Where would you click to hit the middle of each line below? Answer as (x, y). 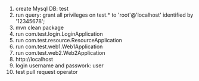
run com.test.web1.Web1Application (59, 46)
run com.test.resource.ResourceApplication (69, 40)
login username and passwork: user (59, 66)
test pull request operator (46, 72)
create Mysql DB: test (42, 9)
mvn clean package (40, 27)
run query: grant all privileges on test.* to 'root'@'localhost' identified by (104, 15)
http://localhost (34, 59)
